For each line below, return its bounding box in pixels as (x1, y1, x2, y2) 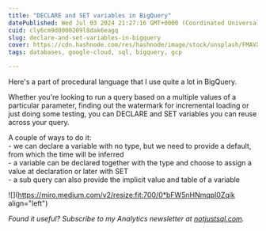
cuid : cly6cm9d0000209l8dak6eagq (8, 26, 119, 34)
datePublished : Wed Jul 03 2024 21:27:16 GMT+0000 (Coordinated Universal (8, 19, 260, 27)
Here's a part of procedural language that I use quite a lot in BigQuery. (8, 77, 237, 86)
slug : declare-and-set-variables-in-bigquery (8, 33, 161, 42)
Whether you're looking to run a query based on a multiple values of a (8, 93, 237, 101)
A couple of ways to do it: (8, 133, 92, 142)
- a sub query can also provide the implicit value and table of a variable (8, 175, 240, 184)
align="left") (8, 199, 48, 208)
